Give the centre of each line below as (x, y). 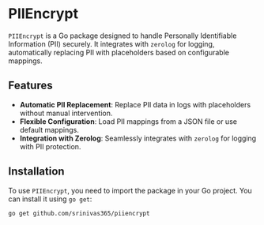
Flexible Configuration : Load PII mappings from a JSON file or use (128, 121)
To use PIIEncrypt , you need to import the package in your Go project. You (130, 190)
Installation (36, 172)
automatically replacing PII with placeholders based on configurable (119, 52)
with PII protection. (50, 146)
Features (30, 86)
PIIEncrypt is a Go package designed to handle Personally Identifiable (123, 36)
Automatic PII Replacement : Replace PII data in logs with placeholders (135, 104)
